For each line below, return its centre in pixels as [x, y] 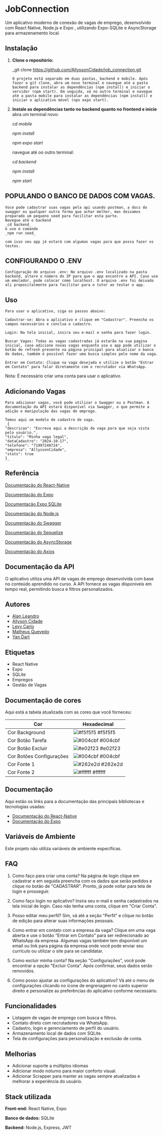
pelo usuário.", [21, 433]
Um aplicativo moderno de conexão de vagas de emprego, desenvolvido [78, 23]
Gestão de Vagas [29, 685]
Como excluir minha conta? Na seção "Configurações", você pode [79, 960]
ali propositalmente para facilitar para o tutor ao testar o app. [75, 285]
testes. [13, 246]
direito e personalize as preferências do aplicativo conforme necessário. [85, 991]
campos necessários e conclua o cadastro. [49, 324]
